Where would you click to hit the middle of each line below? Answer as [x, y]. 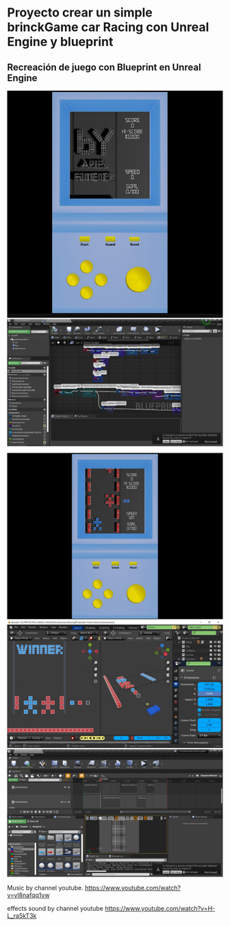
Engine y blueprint [60, 42]
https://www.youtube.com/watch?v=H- [160, 908]
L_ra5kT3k [22, 916]
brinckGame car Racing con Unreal [108, 27]
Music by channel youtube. [45, 888]
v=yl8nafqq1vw [28, 895]
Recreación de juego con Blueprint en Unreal [104, 67]
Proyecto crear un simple [80, 13]
